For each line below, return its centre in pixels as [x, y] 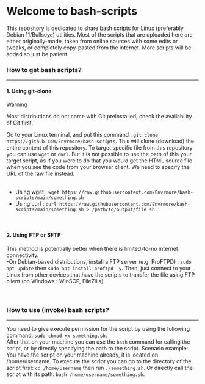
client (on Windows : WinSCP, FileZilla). [56, 281]
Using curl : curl [36, 204]
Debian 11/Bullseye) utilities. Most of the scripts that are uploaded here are [100, 34]
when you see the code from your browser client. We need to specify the [98, 167]
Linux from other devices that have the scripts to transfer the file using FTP [101, 274]
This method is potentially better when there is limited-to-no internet [92, 248]
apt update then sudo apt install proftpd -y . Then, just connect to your [99, 268]
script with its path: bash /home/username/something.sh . [76, 374]
